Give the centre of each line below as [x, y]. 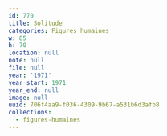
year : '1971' [30, 75]
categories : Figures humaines [59, 30]
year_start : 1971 [37, 82]
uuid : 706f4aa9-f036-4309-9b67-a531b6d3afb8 [84, 105]
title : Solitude [35, 23]
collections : [30, 113]
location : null [34, 53]
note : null [26, 61]
